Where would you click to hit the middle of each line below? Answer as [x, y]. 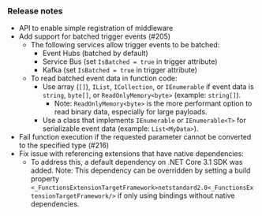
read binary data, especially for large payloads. [131, 112]
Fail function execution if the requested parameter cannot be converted [135, 137]
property [45, 179]
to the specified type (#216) [64, 145]
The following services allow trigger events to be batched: [125, 45]
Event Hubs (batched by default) [95, 54]
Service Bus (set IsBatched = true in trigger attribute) [130, 61]
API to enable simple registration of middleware [96, 28]
